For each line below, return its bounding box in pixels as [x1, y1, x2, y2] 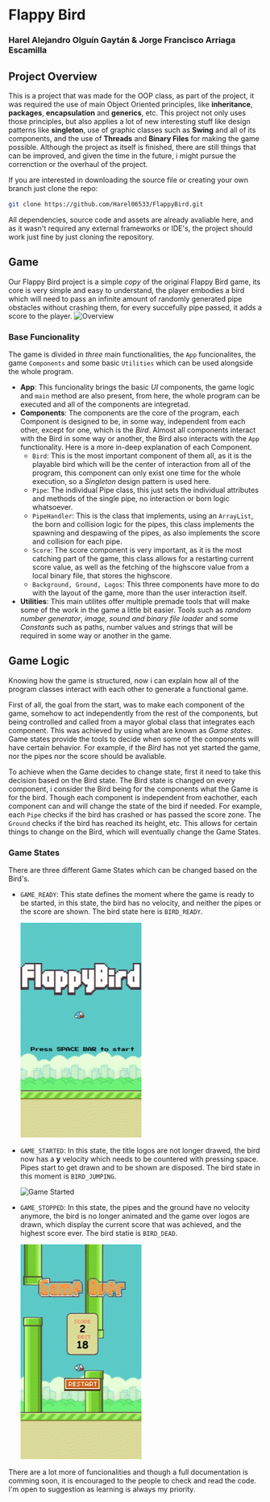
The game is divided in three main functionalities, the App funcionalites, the [8, 349, 256, 359]
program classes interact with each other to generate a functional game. [8, 684, 248, 694]
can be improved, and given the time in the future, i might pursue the [8, 151, 236, 161]
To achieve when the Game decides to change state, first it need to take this [8, 766, 261, 776]
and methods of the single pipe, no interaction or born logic [31, 494, 230, 503]
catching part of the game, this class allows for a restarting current [31, 553, 254, 563]
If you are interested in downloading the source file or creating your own [8, 175, 248, 185]
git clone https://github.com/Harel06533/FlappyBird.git [8, 200, 204, 208]
